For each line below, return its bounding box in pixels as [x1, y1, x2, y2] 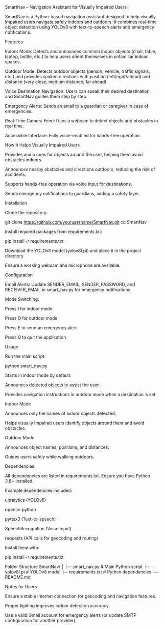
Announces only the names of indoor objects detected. [5, 410, 116, 416]
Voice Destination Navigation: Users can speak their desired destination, [5, 88, 151, 94]
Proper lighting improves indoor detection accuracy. [5, 603, 110, 608]
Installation [5, 200, 27, 206]
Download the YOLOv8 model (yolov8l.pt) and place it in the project [5, 248, 141, 254]
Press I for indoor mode [5, 306, 53, 312]
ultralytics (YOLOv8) [5, 497, 47, 503]
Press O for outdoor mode [5, 315, 58, 321]
